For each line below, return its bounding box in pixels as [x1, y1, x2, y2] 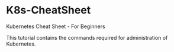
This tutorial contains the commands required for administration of [6, 34, 168, 41]
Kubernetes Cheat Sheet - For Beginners [6, 23, 105, 30]
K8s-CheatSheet [6, 4, 91, 17]
